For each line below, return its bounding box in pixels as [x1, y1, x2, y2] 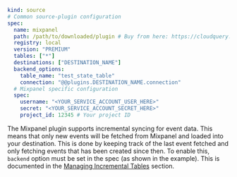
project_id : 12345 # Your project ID [20, 111, 131, 118]
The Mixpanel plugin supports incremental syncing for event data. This [7, 124, 213, 133]
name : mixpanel [13, 26, 59, 33]
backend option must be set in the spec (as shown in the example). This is [7, 154, 220, 162]
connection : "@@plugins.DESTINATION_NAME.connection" [20, 78, 181, 86]
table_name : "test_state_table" [20, 72, 115, 79]
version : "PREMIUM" [13, 46, 71, 53]
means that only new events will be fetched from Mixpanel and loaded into [7, 131, 224, 140]
